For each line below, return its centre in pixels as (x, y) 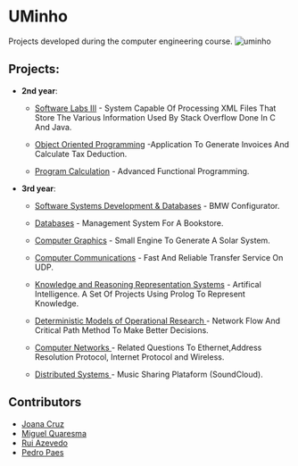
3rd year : (38, 188)
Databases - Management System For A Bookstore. (129, 223)
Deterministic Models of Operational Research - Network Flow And (157, 320)
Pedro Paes (42, 452)
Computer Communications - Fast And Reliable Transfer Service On (159, 257)
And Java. (53, 127)
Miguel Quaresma (54, 433)
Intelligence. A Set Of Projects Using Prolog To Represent (140, 294)
